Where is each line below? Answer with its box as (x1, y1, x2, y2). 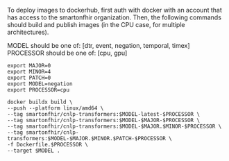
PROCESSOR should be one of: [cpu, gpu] (7, 49, 128, 57)
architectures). (7, 28, 49, 36)
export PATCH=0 (7, 74, 51, 81)
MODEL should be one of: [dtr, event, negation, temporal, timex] (7, 42, 190, 49)
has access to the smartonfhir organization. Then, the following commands (7, 13, 222, 22)
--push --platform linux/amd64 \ (7, 105, 104, 112)
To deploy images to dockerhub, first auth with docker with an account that (7, 6, 222, 14)
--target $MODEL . (7, 147, 60, 154)
